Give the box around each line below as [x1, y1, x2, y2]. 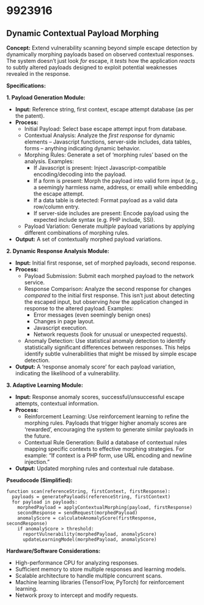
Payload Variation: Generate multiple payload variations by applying [24, 222, 195, 230]
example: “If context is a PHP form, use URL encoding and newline [24, 452, 192, 459]
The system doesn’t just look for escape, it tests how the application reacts [6, 57, 195, 64]
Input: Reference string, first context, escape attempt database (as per [15, 106, 194, 113]
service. [24, 279, 45, 286]
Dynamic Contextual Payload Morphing [6, 28, 159, 38]
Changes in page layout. [33, 318, 95, 324]
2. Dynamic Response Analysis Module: [6, 248, 110, 254]
